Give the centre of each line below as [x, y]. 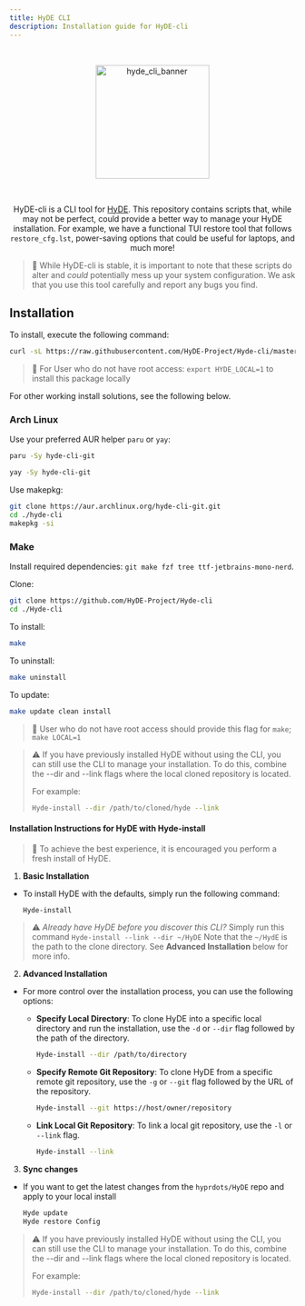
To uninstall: [32, 661]
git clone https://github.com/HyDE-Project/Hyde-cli [111, 601]
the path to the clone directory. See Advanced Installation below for [160, 947]
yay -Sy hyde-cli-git [50, 473]
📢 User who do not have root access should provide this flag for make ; [162, 729]
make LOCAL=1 [56, 737]
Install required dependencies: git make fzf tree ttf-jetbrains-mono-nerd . [152, 567]
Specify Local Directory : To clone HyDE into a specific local [148, 1019]
